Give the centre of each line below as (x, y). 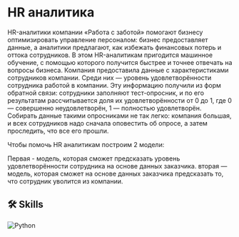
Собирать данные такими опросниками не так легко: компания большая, (119, 116)
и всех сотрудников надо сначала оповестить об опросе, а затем (108, 123)
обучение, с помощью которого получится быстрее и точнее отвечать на (120, 62)
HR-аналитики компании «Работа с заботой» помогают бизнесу (105, 32)
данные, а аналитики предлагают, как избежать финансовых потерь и (115, 47)
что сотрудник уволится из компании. (65, 181)
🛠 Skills (26, 205)
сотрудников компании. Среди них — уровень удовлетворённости (110, 77)
